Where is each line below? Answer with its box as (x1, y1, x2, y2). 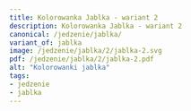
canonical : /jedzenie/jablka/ (9, 30, 123, 38)
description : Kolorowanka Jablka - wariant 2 (9, 21, 182, 30)
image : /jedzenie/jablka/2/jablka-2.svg (9, 47, 163, 55)
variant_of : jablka (9, 38, 82, 47)
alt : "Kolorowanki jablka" (9, 64, 110, 73)
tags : (9, 72, 30, 81)
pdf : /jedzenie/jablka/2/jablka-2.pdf (9, 55, 154, 64)
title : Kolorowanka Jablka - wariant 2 (9, 13, 159, 22)
